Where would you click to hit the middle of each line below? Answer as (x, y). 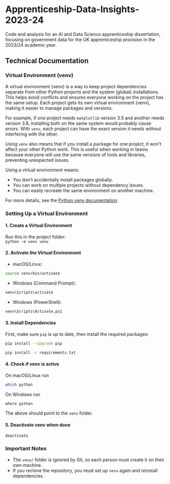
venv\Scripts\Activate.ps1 (34, 311)
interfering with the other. (32, 134)
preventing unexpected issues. (38, 160)
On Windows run (23, 394)
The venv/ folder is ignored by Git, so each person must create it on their (89, 460)
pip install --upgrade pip (34, 343)
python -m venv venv (27, 241)
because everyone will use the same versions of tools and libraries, (76, 154)
